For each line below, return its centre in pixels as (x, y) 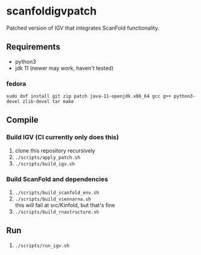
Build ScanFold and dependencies (57, 179)
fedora (16, 84)
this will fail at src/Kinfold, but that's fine (65, 205)
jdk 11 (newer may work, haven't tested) (64, 68)
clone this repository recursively (55, 150)
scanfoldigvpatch (52, 11)
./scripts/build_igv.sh (45, 164)
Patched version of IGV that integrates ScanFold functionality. (83, 28)
